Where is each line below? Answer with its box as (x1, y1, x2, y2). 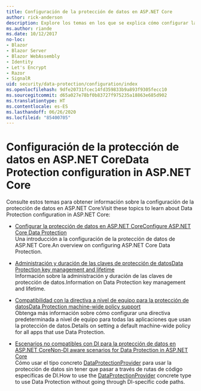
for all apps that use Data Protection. (14, 329, 106, 336)
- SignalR (6, 75, 31, 81)
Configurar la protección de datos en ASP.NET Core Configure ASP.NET (14, 223, 191, 230)
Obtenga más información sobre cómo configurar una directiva (14, 310, 170, 317)
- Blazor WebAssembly (6, 53, 60, 59)
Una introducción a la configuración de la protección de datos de (14, 235, 175, 243)
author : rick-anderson (6, 14, 63, 20)
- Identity (6, 59, 33, 65)
